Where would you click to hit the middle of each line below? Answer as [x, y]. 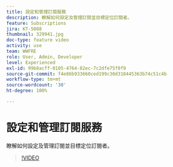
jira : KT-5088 [24, 29]
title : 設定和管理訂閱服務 [36, 12]
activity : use [24, 46]
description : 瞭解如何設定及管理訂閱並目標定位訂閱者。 [69, 18]
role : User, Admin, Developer [45, 57]
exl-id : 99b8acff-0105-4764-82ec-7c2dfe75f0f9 [66, 68]
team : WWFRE [21, 51]
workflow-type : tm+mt [34, 79]
